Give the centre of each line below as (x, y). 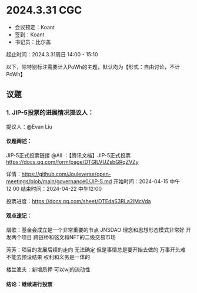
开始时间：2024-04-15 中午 (147, 181)
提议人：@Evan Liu (29, 126)
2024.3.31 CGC (44, 10)
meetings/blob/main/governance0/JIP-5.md (59, 181)
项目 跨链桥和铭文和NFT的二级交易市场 (69, 237)
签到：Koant (29, 34)
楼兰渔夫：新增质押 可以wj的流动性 (48, 270)
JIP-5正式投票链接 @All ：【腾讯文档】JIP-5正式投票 (69, 155)
